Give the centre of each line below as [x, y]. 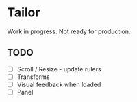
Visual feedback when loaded [59, 84]
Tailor [24, 13]
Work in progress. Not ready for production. [69, 31]
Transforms [33, 77]
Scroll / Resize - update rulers [59, 69]
